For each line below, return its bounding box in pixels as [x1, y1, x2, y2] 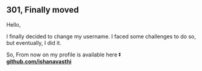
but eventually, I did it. [6, 39, 62, 46]
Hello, [6, 21, 21, 28]
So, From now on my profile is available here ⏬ [6, 51, 122, 58]
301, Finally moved [6, 5, 79, 15]
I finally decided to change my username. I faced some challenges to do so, [6, 33, 197, 40]
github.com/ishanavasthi [6, 58, 72, 65]
